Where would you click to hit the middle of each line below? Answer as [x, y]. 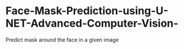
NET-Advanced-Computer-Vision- [92, 23]
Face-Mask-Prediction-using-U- [87, 11]
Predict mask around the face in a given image [62, 40]
